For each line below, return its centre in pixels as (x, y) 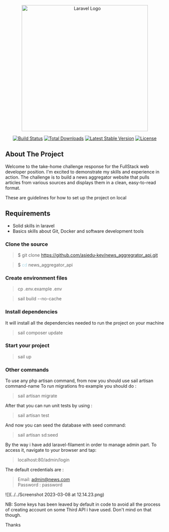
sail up (24, 356)
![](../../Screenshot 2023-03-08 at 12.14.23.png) (55, 495)
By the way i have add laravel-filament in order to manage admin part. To (81, 445)
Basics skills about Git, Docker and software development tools (78, 231)
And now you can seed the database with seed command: (66, 425)
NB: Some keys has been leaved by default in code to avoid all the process (83, 504)
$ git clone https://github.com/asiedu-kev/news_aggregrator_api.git (88, 255)
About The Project (35, 154)
